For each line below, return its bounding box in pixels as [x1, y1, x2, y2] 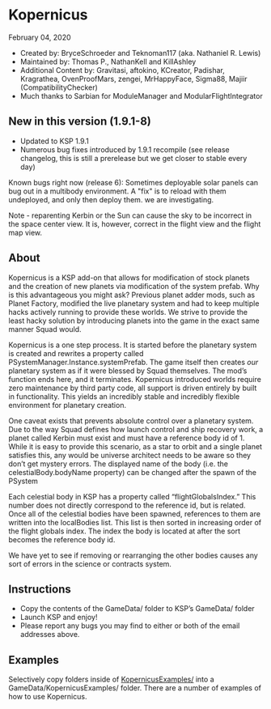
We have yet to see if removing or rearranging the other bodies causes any [8, 550, 259, 560]
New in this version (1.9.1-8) [8, 115, 152, 129]
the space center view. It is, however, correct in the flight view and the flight [8, 219, 261, 228]
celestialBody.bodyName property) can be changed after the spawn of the [8, 467, 257, 477]
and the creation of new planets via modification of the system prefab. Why [8, 281, 260, 291]
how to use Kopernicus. [8, 692, 87, 702]
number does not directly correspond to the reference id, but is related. [8, 500, 246, 510]
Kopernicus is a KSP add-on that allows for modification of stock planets [8, 273, 250, 282]
